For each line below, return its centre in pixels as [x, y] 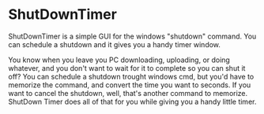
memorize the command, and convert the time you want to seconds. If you [130, 85]
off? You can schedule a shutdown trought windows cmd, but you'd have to [131, 76]
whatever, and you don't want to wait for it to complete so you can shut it [127, 68]
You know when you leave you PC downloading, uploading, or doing [119, 60]
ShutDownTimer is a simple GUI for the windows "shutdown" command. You [132, 36]
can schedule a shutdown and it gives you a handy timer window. [115, 44]
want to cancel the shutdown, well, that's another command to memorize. [128, 93]
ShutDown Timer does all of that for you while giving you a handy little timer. [132, 101]
